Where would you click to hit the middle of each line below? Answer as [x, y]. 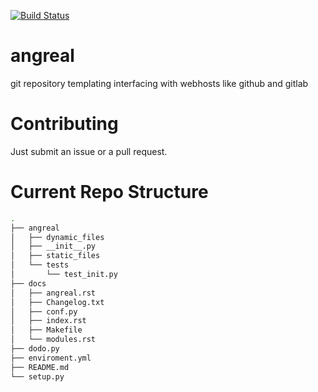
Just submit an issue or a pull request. [89, 151]
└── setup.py [37, 376]
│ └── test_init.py [64, 275]
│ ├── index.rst [48, 321]
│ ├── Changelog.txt [57, 302]
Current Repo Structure [109, 192]
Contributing [64, 124]
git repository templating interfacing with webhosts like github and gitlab [159, 83]
